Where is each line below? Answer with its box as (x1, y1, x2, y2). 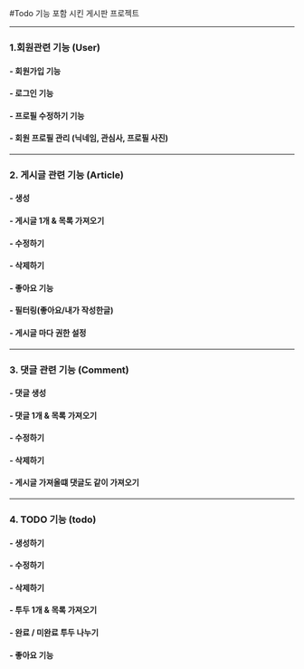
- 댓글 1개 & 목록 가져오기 (9, 410, 98, 421)
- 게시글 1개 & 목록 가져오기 (9, 216, 105, 227)
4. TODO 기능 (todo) (9, 513, 97, 526)
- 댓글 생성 (9, 388, 47, 399)
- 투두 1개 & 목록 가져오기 (9, 605, 98, 616)
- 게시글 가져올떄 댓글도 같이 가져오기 (9, 477, 140, 488)
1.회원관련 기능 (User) (9, 41, 101, 53)
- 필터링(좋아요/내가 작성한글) (9, 305, 114, 315)
